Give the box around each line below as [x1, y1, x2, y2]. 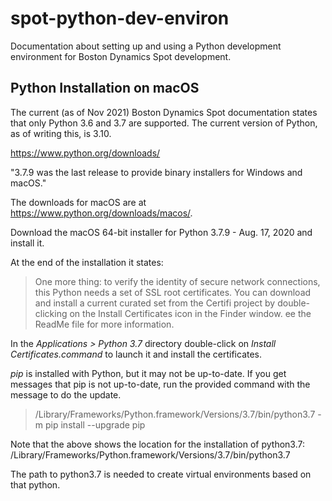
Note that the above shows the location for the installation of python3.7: [10, 438, 306, 450]
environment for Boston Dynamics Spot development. [10, 50, 232, 62]
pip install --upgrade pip [44, 418, 146, 431]
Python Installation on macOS [10, 80, 200, 97]
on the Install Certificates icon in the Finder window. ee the [69, 307, 312, 319]
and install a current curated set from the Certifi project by [34, 297, 276, 309]
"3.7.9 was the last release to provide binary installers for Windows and [10, 166, 303, 178]
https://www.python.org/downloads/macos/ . [10, 207, 193, 219]
